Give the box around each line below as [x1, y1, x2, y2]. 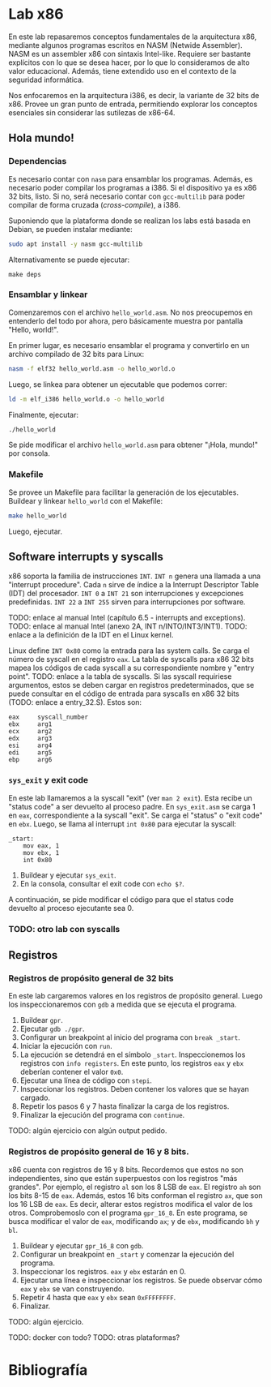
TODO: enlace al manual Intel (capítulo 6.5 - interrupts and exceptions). [8, 613, 246, 623]
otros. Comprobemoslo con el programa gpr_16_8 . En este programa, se [8, 1208, 248, 1217]
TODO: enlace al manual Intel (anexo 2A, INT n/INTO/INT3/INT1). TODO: [8, 621, 248, 631]
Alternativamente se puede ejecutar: [8, 255, 130, 264]
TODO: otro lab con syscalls [8, 923, 121, 934]
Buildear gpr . [19, 1016, 63, 1025]
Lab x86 [8, 5, 65, 24]
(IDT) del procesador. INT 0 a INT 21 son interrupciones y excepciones [8, 589, 244, 599]
